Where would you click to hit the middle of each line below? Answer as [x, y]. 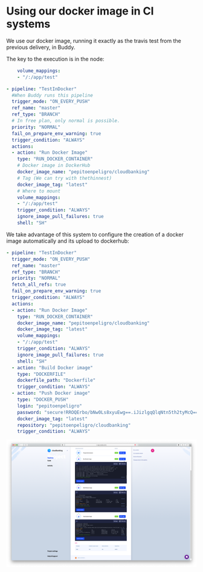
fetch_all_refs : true [39, 285]
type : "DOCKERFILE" [42, 374]
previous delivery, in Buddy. [41, 47]
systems [28, 24]
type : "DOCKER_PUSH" [43, 400]
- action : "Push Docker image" [51, 393]
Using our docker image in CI [80, 11]
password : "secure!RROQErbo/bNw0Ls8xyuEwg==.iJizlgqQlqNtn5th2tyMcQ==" [109, 412]
